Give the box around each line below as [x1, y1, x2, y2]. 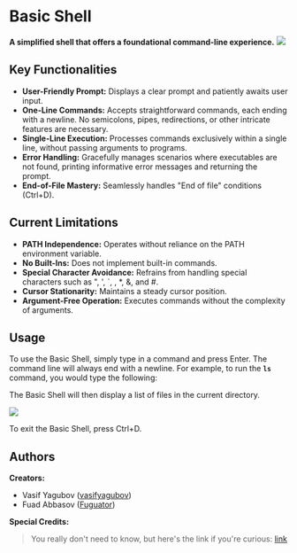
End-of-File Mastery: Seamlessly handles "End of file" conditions [21, 180, 263, 191]
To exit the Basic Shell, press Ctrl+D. [9, 424, 142, 434]
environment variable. [21, 248, 102, 259]
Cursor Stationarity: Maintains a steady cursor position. [21, 285, 227, 296]
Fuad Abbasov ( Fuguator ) [21, 499, 116, 510]
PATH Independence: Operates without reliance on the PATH [21, 238, 245, 249]
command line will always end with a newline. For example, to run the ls [9, 363, 271, 374]
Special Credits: [9, 517, 69, 527]
